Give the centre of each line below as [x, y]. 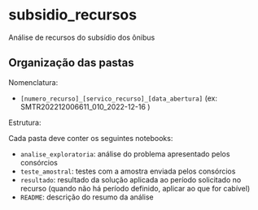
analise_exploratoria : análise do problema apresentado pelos [125, 154]
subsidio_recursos [72, 15]
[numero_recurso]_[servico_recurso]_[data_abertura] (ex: [119, 98]
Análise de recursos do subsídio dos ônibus [82, 37]
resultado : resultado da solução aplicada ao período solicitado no [131, 179]
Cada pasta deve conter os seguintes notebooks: [91, 138]
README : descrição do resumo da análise [87, 197]
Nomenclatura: [33, 82]
